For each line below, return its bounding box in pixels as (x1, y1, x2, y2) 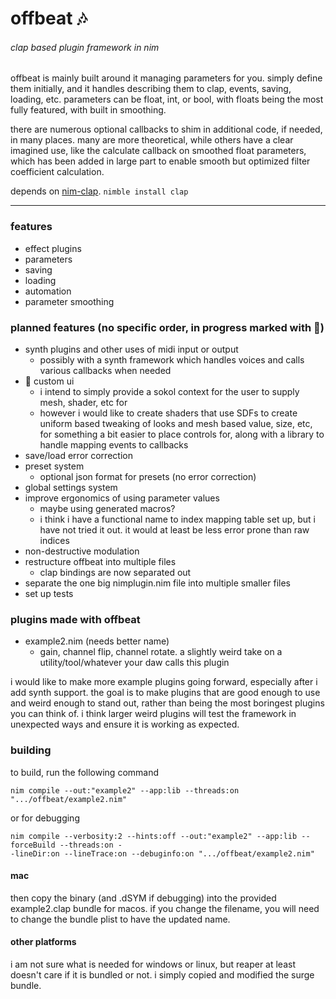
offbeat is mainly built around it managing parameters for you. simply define (10, 72, 323, 84)
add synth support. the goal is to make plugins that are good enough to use (10, 687, 321, 699)
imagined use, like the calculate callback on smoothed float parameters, (10, 145, 307, 157)
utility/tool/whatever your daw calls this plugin (39, 657, 230, 669)
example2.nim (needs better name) (24, 635, 170, 647)
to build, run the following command (10, 766, 160, 778)
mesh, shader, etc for (39, 396, 128, 408)
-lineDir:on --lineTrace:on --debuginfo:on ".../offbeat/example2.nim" (10, 848, 315, 859)
